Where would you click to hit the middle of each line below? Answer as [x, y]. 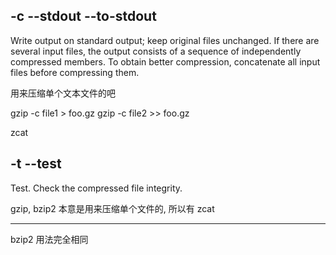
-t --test [36, 164]
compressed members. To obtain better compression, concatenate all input [165, 61]
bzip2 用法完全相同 [49, 239]
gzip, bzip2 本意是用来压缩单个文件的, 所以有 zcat [112, 208]
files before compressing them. [75, 72]
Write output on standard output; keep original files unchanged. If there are [165, 40]
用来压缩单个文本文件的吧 [63, 93]
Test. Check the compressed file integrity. [96, 188]
